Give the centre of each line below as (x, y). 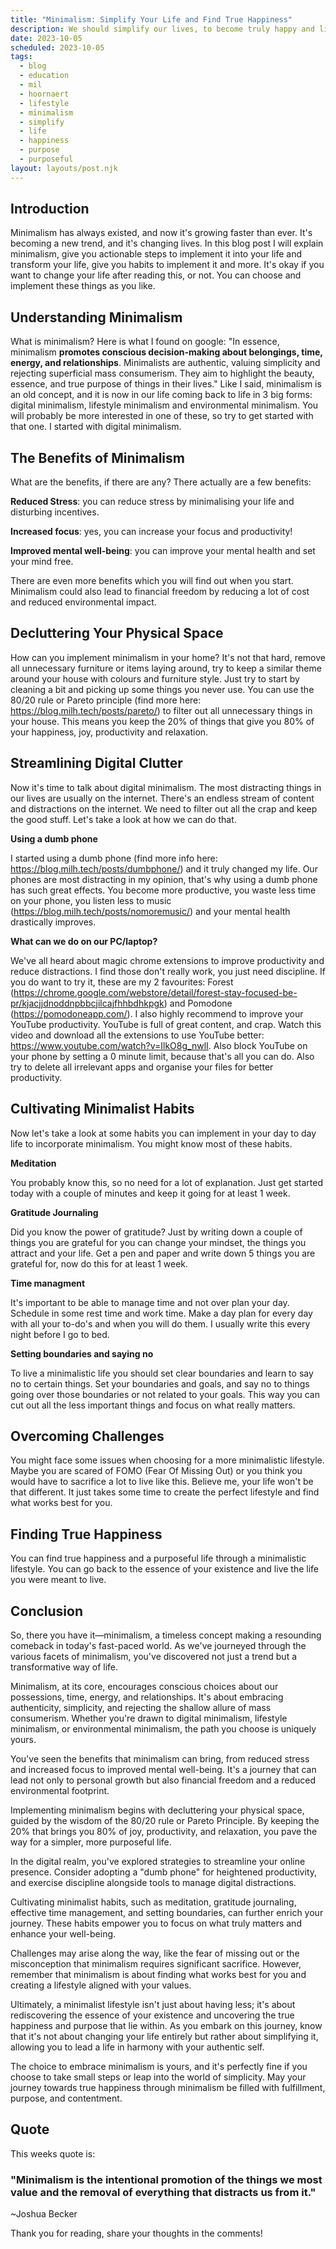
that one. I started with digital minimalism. (96, 427)
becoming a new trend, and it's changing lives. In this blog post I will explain (167, 243)
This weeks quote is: (53, 2153)
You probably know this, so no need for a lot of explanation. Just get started (167, 1182)
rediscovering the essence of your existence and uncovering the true (152, 2015)
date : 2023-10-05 (46, 38)
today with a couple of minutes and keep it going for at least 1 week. (150, 1193)
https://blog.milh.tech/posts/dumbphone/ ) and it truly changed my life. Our (164, 868)
